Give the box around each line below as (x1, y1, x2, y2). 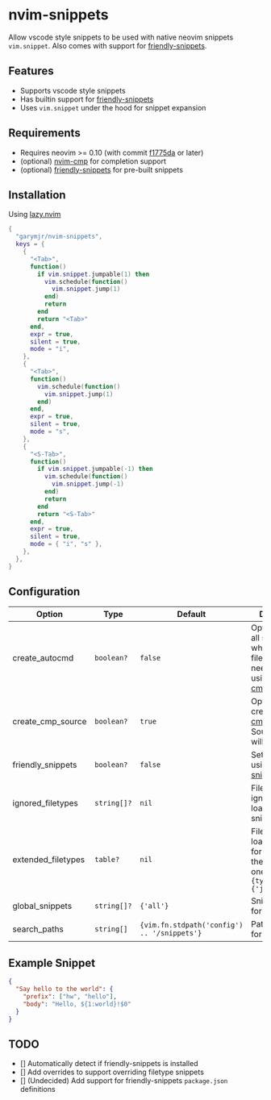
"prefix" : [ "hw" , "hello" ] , (23, 993, 117, 1001)
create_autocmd (12, 652, 74, 664)
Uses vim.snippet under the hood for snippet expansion (19, 102, 206, 112)
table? (94, 855, 120, 865)
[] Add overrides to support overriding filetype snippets (19, 1067, 204, 1077)
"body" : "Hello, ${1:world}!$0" (23, 1000, 131, 1008)
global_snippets (12, 901, 73, 912)
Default (177, 609, 206, 620)
